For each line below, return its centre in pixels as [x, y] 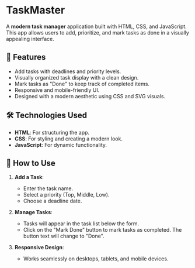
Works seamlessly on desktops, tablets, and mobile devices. [96, 259]
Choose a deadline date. [53, 201]
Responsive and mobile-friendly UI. [57, 90]
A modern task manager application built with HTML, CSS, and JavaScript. [96, 26]
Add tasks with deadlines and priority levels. [68, 71]
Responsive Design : [39, 248]
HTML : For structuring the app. [52, 132]
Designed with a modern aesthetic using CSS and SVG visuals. [90, 96]
